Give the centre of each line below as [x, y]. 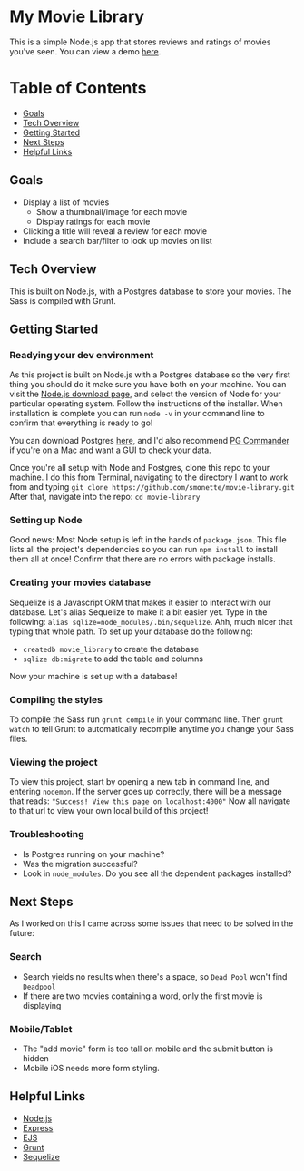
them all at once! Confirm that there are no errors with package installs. [143, 559]
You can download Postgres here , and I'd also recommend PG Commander [150, 441]
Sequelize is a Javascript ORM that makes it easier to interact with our [140, 602]
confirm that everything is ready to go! [81, 423]
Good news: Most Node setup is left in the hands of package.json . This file [148, 540]
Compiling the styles [56, 699]
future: [22, 933]
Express [38, 1127]
